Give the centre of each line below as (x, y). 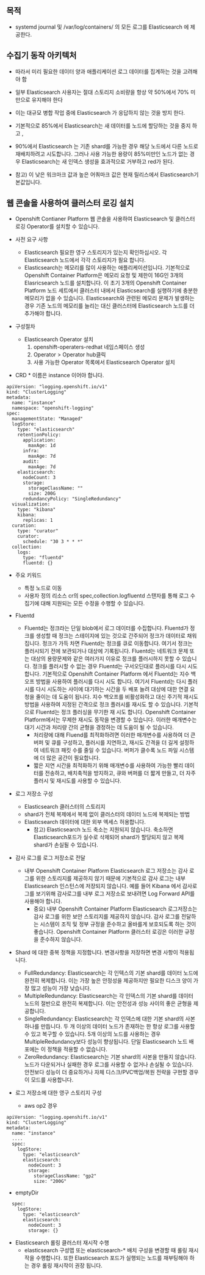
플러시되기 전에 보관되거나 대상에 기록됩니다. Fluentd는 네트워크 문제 (106, 651)
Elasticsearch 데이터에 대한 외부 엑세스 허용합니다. (85, 822)
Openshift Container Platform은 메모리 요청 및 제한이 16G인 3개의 (104, 275)
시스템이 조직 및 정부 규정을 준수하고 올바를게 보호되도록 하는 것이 (118, 924)
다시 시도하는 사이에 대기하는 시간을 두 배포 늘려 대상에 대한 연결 (112, 689)
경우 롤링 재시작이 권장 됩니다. (67, 1266)
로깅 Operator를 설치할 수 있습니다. (57, 226)
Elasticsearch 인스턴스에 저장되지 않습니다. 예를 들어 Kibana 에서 (103, 886)
